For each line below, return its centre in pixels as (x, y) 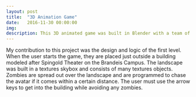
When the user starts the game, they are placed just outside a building (91, 56)
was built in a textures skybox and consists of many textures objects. (89, 69)
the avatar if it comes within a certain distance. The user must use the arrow (98, 81)
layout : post (22, 11)
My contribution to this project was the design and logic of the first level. (94, 50)
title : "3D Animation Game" (42, 17)
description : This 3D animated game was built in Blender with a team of (98, 34)
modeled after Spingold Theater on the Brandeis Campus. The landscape (94, 63)
